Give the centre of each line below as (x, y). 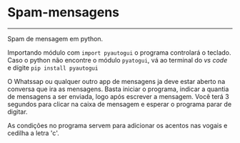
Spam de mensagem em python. (55, 38)
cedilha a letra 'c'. (33, 133)
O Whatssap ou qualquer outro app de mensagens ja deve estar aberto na (116, 81)
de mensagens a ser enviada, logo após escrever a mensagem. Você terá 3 (119, 96)
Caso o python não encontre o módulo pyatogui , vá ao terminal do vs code (117, 60)
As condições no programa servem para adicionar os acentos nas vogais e (117, 125)
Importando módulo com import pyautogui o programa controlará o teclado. (119, 52)
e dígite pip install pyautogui (53, 68)
